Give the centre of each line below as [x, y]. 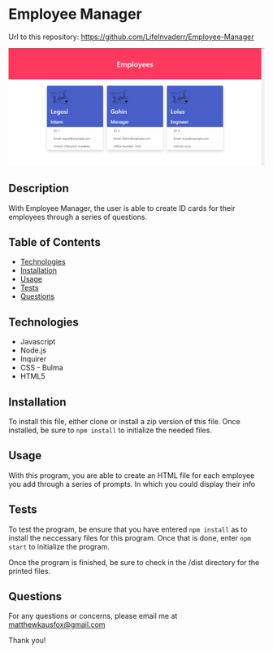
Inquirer [33, 359]
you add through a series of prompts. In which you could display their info [132, 484]
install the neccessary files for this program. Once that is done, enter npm [130, 537]
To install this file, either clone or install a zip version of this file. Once [125, 422]
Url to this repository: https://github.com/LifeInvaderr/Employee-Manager [131, 37]
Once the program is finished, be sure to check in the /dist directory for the [134, 562]
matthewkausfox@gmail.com [57, 625]
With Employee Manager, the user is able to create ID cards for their [122, 208]
